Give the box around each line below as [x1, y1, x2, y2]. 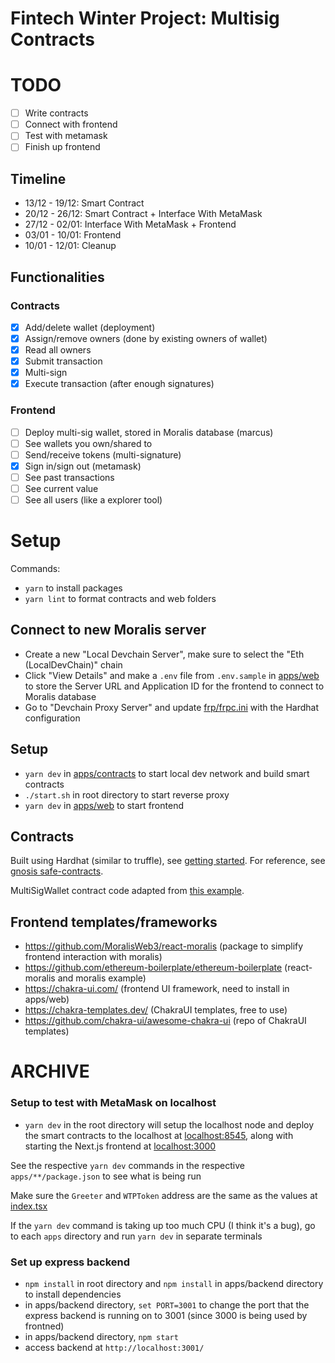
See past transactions [24, 471, 115, 483]
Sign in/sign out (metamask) [24, 460, 142, 472]
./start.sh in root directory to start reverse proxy [24, 788, 230, 801]
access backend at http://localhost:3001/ [24, 1341, 205, 1353]
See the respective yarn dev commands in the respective [10, 1159, 245, 1171]
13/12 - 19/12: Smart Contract [24, 197, 145, 209]
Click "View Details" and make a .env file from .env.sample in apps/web [24, 669, 320, 681]
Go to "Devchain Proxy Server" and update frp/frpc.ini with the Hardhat [24, 701, 320, 713]
